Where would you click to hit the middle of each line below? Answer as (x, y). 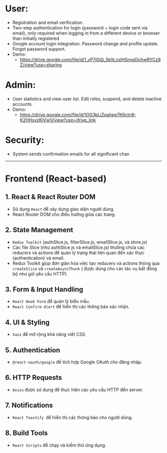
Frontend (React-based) (56, 179)
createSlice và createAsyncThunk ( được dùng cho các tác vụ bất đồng (85, 268)
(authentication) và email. (38, 258)
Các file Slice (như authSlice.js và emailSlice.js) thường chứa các (79, 247)
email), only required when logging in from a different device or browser (86, 33)
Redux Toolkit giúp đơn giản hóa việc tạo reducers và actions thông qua (86, 263)
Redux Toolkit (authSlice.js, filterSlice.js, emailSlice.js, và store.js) (80, 242)
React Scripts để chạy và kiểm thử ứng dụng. (59, 445)
